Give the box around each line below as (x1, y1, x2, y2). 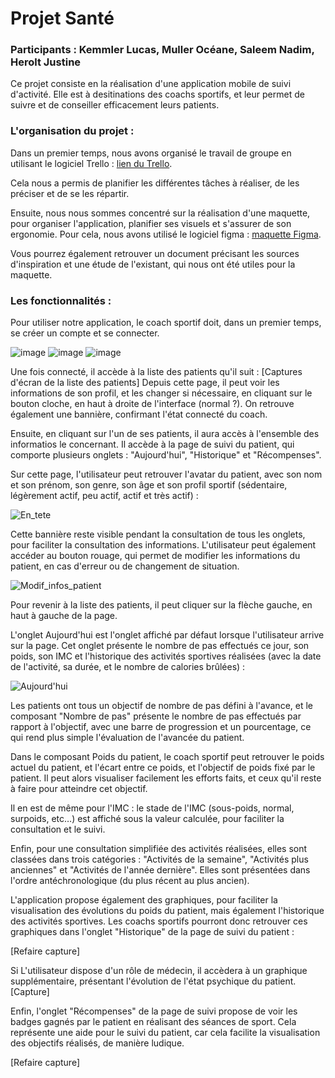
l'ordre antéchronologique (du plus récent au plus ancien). (10, 875, 250, 887)
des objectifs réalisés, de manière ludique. (10, 1037, 185, 1049)
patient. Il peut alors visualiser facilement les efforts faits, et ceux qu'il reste (10, 772, 322, 784)
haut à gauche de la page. (10, 610, 118, 622)
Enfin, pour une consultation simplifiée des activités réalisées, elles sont (10, 843, 308, 855)
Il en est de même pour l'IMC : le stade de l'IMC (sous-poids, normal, (10, 802, 295, 814)
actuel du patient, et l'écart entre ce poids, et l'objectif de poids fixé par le (10, 762, 316, 774)
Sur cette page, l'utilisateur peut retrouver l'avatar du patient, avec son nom (10, 468, 323, 481)
